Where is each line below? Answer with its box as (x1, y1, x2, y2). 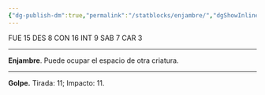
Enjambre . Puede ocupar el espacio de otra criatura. (8, 56, 179, 65)
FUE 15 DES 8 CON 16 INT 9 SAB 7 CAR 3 (8, 33, 143, 42)
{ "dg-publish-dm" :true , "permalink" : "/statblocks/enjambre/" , (8, 11, 214, 20)
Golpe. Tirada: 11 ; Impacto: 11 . (8, 78, 105, 87)
